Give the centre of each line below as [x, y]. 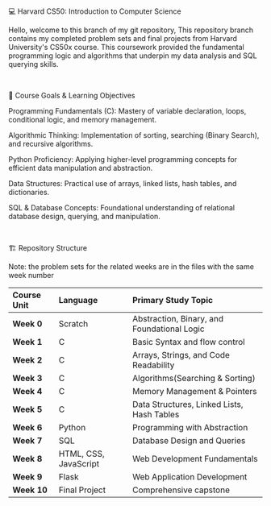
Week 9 [27, 477]
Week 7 [27, 440]
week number [31, 275]
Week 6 [27, 427]
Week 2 [27, 360]
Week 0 [27, 324]
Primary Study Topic [173, 300]
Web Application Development [190, 477]
